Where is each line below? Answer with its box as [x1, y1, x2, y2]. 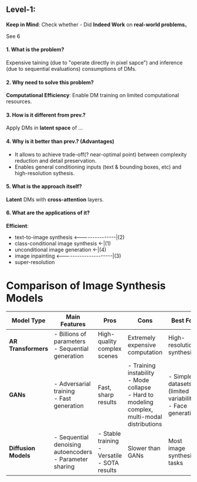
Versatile [97, 451, 122, 459]
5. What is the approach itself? [6, 183, 82, 190]
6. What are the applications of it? [6, 209, 90, 216]
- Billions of [53, 330, 87, 338]
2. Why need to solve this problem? [6, 78, 94, 86]
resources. [6, 98, 32, 105]
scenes [97, 351, 118, 360]
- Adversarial [53, 380, 91, 388]
